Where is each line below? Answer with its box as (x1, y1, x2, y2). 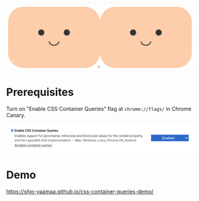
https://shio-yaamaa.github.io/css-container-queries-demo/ (6, 188, 154, 195)
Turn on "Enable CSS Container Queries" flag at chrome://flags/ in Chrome (6, 105, 192, 112)
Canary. (6, 112, 26, 119)
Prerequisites (6, 85, 74, 99)
